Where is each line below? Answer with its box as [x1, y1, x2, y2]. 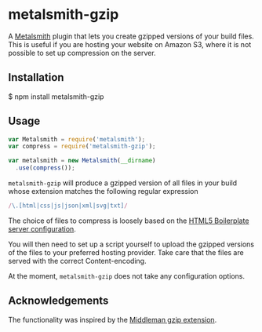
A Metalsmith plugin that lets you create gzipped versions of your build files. [8, 31, 255, 41]
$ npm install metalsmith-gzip [8, 92, 104, 101]
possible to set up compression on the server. [8, 48, 156, 57]
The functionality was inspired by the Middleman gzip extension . [8, 315, 217, 324]
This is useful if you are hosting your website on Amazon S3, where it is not [8, 39, 252, 49]
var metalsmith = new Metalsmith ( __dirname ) [8, 157, 156, 165]
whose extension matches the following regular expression [8, 187, 198, 196]
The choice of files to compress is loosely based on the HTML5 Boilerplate [8, 216, 249, 225]
